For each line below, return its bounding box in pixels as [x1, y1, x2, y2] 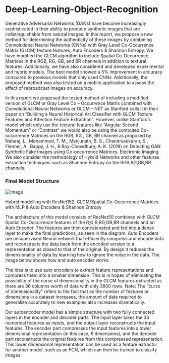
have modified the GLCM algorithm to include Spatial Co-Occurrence [5, 52, 149, 59]
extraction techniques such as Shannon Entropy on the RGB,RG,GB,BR [5, 159, 151, 165]
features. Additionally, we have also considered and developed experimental [5, 63, 164, 69]
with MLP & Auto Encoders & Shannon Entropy [5, 204, 102, 210]
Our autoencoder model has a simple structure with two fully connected [5, 309, 155, 315]
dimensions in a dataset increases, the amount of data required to [5, 294, 142, 300]
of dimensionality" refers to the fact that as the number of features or [5, 288, 149, 295]
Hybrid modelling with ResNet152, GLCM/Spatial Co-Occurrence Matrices [5, 199, 159, 205]
